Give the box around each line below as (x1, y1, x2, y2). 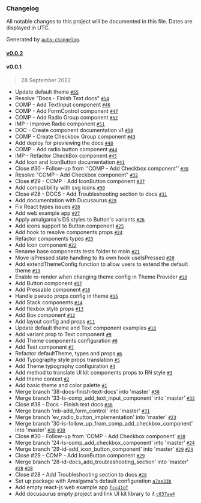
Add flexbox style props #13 (14, 305, 84, 313)
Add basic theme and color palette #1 (14, 382, 107, 389)
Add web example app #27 (14, 209, 80, 217)
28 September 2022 (20, 77, 71, 84)
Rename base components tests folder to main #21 (14, 248, 140, 255)
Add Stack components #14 (14, 299, 83, 306)
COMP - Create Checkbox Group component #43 (14, 133, 136, 140)
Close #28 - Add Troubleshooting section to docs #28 (14, 471, 147, 478)
